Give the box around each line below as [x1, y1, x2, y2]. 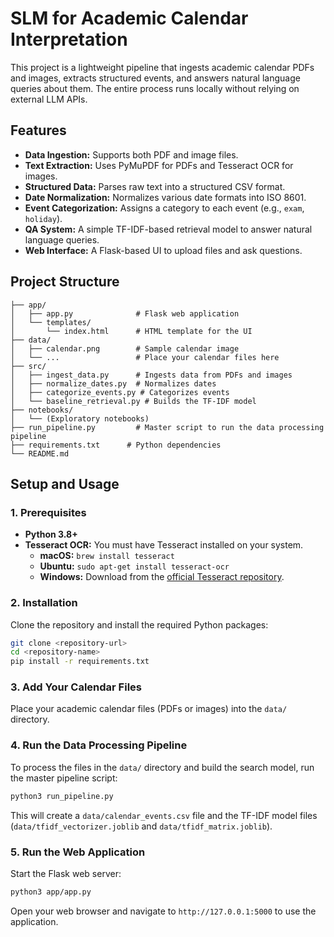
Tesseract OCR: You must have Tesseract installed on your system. [24, 539, 304, 551]
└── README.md [10, 448, 70, 459]
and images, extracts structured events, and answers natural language [10, 72, 301, 84]
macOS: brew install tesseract [39, 550, 175, 562]
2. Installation [10, 596, 78, 610]
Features [10, 122, 67, 139]
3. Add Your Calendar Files [10, 680, 142, 694]
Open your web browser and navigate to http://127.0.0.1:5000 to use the [10, 905, 317, 917]
